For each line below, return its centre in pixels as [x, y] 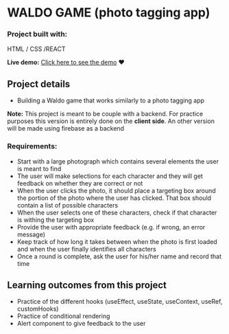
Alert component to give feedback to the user [81, 324]
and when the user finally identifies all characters [86, 249]
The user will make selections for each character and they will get [110, 176]
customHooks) [38, 309]
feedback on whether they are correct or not [80, 183]
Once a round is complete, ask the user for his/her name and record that [119, 256]
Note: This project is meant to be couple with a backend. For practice [105, 114]
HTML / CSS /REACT [36, 49]
